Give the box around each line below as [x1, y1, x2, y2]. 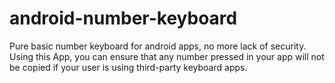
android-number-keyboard [9, 7, 238, 30]
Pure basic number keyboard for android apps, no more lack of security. [9, 40, 307, 52]
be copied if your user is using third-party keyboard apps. [9, 61, 248, 73]
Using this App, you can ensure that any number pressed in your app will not [9, 50, 325, 62]
